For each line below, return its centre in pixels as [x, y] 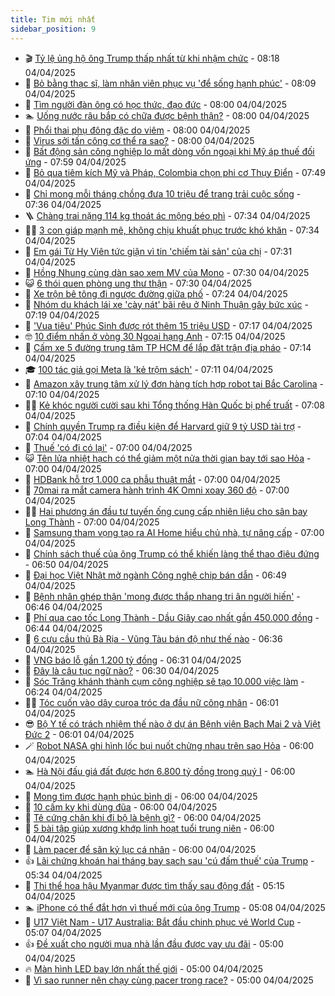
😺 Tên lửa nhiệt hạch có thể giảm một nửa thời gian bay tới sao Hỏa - [168, 458]
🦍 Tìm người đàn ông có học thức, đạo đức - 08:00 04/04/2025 [156, 104]
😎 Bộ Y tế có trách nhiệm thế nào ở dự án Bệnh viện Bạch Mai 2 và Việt [172, 723]
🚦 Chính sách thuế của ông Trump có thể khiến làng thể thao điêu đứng [172, 553]
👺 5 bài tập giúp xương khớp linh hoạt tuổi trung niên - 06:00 [149, 828]
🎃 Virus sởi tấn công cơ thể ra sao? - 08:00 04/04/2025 [139, 140]
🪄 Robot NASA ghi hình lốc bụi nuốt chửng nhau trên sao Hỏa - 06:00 [169, 745]
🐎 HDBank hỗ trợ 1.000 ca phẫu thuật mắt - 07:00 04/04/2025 [152, 479]
